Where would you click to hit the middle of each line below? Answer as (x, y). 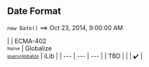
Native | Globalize (30, 48)
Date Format (34, 11)
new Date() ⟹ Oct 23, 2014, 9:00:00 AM (65, 27)
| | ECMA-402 (27, 41)
